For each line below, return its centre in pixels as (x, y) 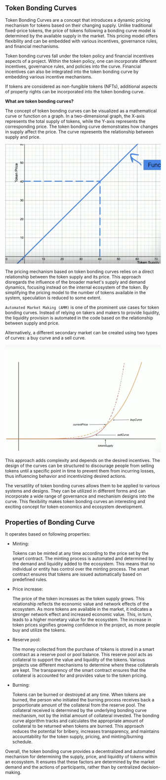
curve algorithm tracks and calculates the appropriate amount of (78, 721)
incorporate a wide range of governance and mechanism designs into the (80, 496)
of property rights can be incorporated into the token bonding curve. (75, 91)
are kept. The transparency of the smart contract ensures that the (79, 670)
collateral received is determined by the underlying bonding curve (79, 710)
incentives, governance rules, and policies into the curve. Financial (73, 66)
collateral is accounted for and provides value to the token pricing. (80, 675)
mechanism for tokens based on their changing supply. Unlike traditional (79, 25)
